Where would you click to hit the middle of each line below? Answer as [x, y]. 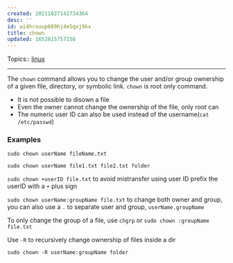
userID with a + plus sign [42, 186]
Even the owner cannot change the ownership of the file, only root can [118, 107]
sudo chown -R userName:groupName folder [68, 253]
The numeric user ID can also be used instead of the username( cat [113, 114]
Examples [24, 140]
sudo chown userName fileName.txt [57, 154]
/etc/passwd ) [35, 122]
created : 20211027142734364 [48, 13]
